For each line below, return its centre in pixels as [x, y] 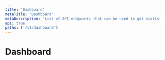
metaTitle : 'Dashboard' [29, 14]
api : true [15, 23]
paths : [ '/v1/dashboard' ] [31, 28]
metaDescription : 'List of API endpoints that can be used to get [74, 19]
